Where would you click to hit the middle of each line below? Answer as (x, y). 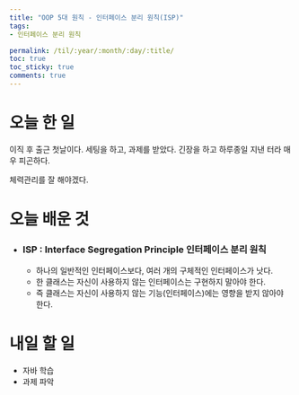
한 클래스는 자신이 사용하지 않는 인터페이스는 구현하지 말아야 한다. (151, 282)
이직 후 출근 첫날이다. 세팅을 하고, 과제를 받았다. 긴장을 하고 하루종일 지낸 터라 (145, 149)
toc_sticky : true (42, 67)
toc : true (28, 59)
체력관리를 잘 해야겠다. (49, 180)
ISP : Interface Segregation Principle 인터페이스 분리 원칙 (144, 250)
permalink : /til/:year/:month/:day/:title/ (92, 50)
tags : (19, 26)
